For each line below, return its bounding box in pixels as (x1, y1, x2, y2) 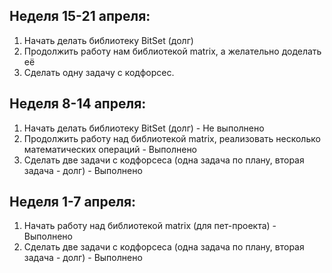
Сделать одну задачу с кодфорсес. (23, 66, 175, 78)
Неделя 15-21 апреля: (9, 8, 151, 25)
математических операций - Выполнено (23, 143, 198, 155)
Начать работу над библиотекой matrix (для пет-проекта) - (23, 220, 277, 232)
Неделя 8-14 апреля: (9, 95, 147, 113)
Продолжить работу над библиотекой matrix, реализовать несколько (23, 132, 321, 144)
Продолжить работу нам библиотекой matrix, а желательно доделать (23, 45, 322, 57)
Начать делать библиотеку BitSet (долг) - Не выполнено (23, 122, 265, 134)
